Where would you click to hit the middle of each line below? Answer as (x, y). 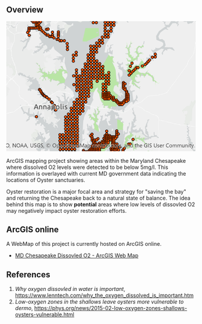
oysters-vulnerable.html (44, 314)
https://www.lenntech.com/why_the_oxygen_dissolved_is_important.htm (104, 295)
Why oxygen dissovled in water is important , (70, 289)
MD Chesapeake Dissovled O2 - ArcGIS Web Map (77, 255)
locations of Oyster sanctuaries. (46, 180)
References (28, 274)
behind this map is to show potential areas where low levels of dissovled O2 (101, 204)
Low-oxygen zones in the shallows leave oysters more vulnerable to (99, 302)
